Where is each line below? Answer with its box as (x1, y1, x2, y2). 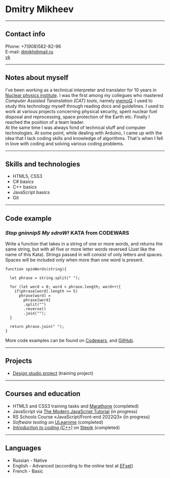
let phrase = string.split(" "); (10, 275, 80, 281)
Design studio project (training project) (12, 370, 94, 376)
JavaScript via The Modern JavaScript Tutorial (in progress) (12, 408, 138, 414)
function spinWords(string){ (5, 267, 67, 272)
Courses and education (5, 390, 81, 398)
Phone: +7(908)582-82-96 (5, 43, 62, 49)
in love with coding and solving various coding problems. (5, 140, 124, 147)
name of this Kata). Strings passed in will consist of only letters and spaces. (5, 252, 163, 258)
